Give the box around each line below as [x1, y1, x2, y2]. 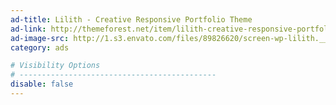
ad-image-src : [10, 33, 70, 43]
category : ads [10, 42, 70, 53]
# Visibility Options [10, 61, 101, 71]
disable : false [10, 79, 74, 90]
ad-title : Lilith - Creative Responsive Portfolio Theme [10, 14, 253, 25]
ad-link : [10, 24, 47, 34]
